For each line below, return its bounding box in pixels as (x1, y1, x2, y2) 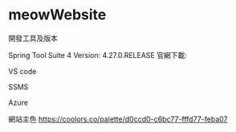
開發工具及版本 (8, 33, 58, 43)
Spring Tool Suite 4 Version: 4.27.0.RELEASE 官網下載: (8, 50, 187, 60)
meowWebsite (8, 6, 107, 24)
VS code (8, 66, 37, 76)
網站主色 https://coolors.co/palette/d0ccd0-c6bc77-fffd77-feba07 (8, 114, 228, 124)
